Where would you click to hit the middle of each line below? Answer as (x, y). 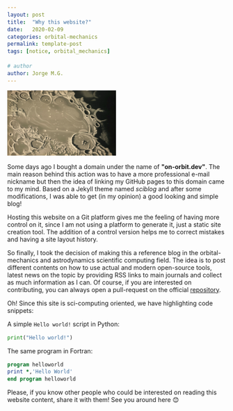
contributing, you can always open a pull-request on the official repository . (114, 289)
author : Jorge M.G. (35, 73)
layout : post (26, 15)
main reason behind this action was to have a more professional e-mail (109, 174)
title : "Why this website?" (49, 22)
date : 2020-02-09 (35, 29)
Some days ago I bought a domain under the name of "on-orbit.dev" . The (114, 166)
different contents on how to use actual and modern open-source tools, (110, 267)
